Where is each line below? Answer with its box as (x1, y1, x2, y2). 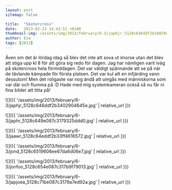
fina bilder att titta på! (5, 87, 51, 93)
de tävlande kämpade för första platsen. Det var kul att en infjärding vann (5, 70, 160, 77)
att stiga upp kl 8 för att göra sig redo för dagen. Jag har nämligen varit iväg (5, 60, 165, 66)
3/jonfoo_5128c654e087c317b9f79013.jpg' (5, 163, 95, 170)
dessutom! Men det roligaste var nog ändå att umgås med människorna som (5, 76, 166, 82)
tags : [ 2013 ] (5, 40, 33, 46)
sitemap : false (5, 12, 38, 17)
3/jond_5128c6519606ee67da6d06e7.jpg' (5, 148, 93, 154)
